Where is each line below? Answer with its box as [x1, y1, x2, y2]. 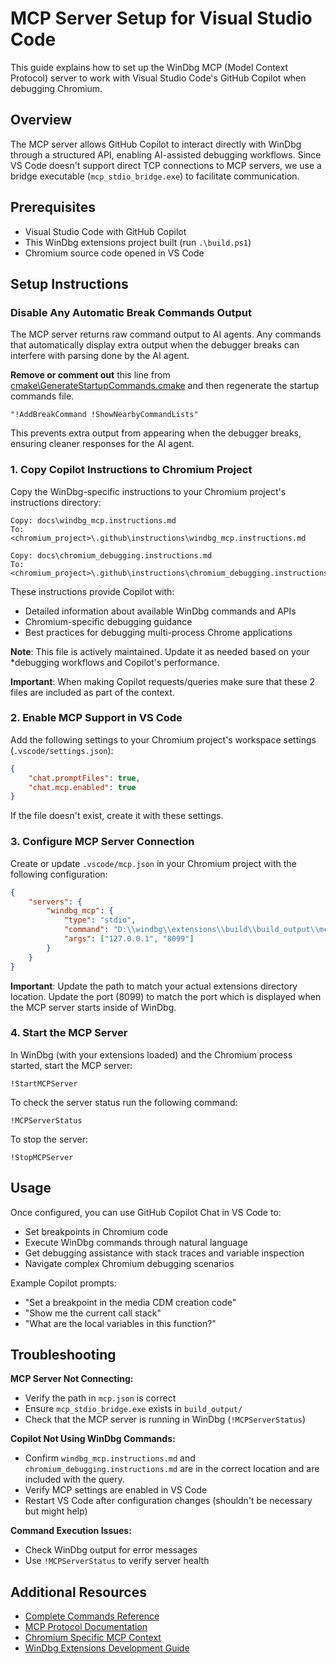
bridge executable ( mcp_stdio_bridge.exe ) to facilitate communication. [10, 170, 300, 182]
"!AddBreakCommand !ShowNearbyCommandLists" [10, 410, 199, 420]
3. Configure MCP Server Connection [10, 835, 195, 849]
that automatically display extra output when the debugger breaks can [10, 339, 300, 351]
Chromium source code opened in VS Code [24, 247, 205, 259]
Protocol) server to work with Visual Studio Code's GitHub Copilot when [10, 72, 307, 84]
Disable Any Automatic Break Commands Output [10, 305, 252, 319]
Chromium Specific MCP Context [24, 1632, 162, 1644]
